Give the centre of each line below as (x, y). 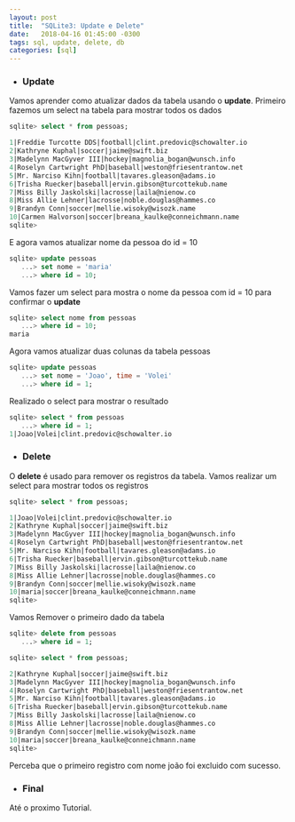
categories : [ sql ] (43, 51)
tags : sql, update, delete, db (67, 42)
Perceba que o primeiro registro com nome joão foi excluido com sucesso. (145, 765)
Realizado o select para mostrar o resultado (89, 401)
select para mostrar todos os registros (79, 485)
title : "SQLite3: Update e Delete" (77, 26)
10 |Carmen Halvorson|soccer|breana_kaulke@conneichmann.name (124, 217)
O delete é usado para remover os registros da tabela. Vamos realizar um (143, 475)
